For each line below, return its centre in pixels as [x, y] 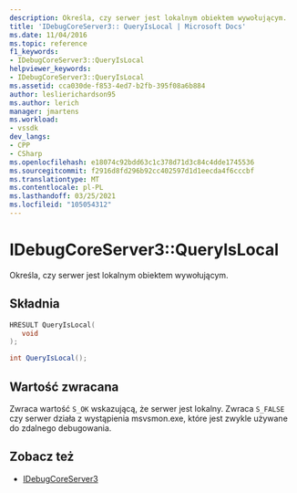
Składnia [35, 304]
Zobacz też [42, 457]
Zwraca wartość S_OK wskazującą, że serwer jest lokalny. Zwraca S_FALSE [147, 408]
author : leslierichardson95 [63, 94]
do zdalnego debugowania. [61, 428]
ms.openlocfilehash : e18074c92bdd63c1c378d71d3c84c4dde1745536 [132, 162]
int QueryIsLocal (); [49, 358]
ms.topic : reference [49, 43]
